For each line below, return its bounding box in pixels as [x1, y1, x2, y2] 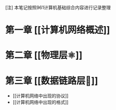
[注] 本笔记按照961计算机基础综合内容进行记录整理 [5, 5, 111, 10]
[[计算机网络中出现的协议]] [12, 93, 69, 99]
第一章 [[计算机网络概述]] [5, 25, 110, 36]
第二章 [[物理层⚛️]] [5, 50, 82, 61]
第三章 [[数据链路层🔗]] [5, 75, 98, 86]
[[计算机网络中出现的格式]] [12, 99, 69, 105]
